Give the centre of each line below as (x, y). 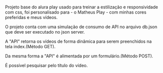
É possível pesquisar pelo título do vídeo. (47, 65)
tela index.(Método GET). (30, 46)
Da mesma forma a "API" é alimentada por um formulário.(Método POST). (79, 56)
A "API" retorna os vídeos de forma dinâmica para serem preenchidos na (78, 41)
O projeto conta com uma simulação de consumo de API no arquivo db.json (81, 27)
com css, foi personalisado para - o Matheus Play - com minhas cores (76, 12)
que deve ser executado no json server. (45, 32)
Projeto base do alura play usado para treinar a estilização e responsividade (81, 7)
